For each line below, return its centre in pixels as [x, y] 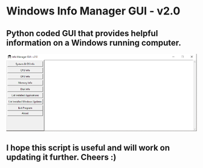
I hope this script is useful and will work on [88, 148]
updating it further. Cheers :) [61, 157]
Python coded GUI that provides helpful [82, 33]
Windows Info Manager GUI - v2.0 [93, 11]
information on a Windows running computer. [94, 42]
